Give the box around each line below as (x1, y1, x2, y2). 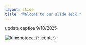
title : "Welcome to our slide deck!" (5, 12, 82, 17)
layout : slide (5, 7, 34, 12)
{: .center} (35, 35, 56, 41)
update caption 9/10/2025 (5, 25, 57, 31)
